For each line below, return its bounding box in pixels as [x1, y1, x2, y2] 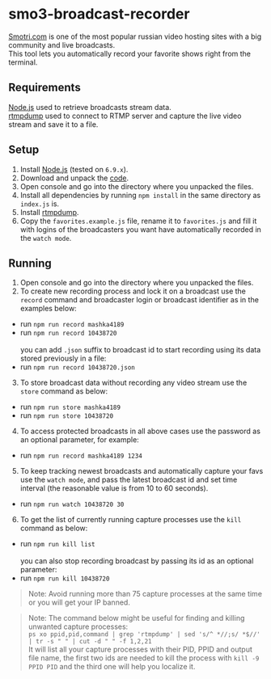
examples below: [19, 304, 77, 314]
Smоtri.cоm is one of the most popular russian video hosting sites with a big [8, 32, 262, 41]
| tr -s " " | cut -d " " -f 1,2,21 [28, 638, 152, 646]
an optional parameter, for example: [19, 435, 139, 445]
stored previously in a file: [19, 353, 107, 364]
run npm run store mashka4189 [19, 402, 121, 412]
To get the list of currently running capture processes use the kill [19, 515, 242, 525]
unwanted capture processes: [28, 622, 129, 631]
